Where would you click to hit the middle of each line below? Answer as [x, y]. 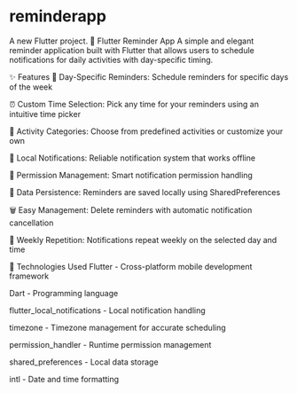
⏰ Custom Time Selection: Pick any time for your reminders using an [134, 104]
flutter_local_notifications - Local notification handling [107, 310]
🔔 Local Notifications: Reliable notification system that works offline [132, 158]
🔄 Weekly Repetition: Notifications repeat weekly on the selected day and [143, 240]
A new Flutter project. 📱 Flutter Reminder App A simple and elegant [132, 41]
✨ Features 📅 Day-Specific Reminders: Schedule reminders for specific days [149, 76]
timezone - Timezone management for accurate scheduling [117, 327]
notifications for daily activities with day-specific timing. [111, 59]
